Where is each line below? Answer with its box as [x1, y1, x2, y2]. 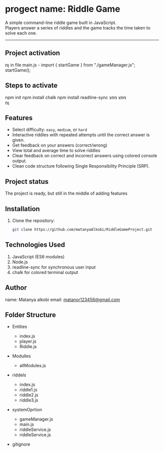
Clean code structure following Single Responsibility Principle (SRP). [12, 163, 150, 169]
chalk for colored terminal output [12, 269, 79, 275]
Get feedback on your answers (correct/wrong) [12, 142, 107, 148]
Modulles [12, 353, 31, 359]
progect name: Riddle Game [5, 3, 121, 15]
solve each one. [5, 30, 38, 36]
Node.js [12, 259, 28, 265]
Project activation [5, 49, 60, 57]
